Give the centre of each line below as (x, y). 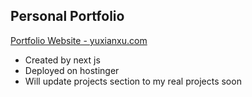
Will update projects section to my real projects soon (133, 81)
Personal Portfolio (67, 16)
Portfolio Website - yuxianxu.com (79, 40)
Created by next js (62, 60)
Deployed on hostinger (72, 70)
